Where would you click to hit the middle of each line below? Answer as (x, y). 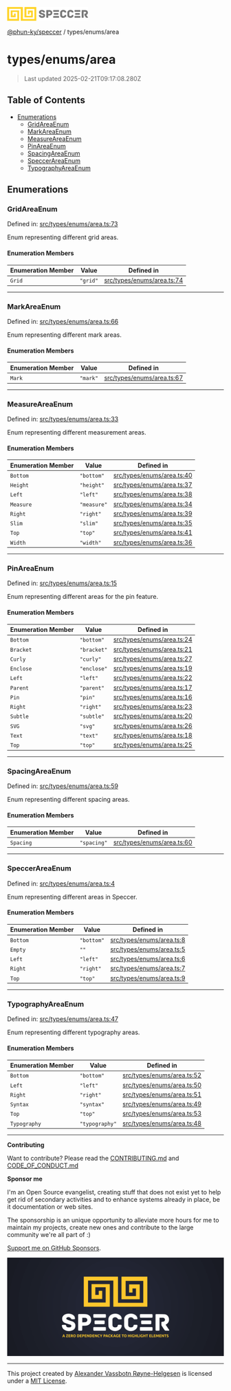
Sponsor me (25, 1179)
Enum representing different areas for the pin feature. (83, 597)
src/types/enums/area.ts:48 (162, 1123)
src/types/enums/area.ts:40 (153, 475)
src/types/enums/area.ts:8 (147, 940)
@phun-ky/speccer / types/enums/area (63, 32)
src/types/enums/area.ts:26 (153, 725)
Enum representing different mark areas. (64, 335)
